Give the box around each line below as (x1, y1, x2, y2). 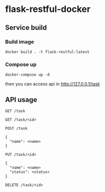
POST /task (5, 126, 28, 131)
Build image (5, 38, 35, 45)
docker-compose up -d (5, 72, 50, 78)
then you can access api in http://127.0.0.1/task (5, 81, 100, 87)
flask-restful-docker (5, 3, 91, 15)
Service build (5, 23, 47, 32)
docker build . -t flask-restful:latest (5, 49, 90, 54)
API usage (5, 96, 37, 104)
